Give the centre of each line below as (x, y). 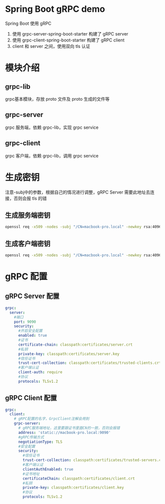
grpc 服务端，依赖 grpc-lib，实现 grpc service (52, 127)
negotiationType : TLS (40, 442)
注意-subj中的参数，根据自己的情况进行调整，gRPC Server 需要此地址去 (78, 192)
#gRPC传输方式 (31, 437)
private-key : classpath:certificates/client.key (73, 488)
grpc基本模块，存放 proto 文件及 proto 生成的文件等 (57, 99)
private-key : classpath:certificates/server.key (69, 354)
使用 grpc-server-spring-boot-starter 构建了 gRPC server (70, 34)
